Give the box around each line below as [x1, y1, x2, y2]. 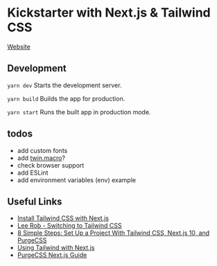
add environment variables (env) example [17, 175, 137, 184]
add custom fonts [17, 146, 68, 154]
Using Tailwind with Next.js [17, 244, 95, 252]
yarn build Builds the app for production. [7, 94, 125, 103]
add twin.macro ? [17, 154, 66, 162]
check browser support [17, 161, 85, 169]
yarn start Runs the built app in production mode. [7, 107, 151, 116]
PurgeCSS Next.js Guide [17, 251, 87, 259]
